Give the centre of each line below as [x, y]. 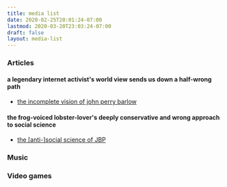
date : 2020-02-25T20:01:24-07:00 [55, 20]
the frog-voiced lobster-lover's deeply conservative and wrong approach [113, 117]
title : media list [33, 13]
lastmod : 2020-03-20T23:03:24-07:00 [59, 26]
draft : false [26, 33]
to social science [32, 125]
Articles [21, 63]
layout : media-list [35, 39]
